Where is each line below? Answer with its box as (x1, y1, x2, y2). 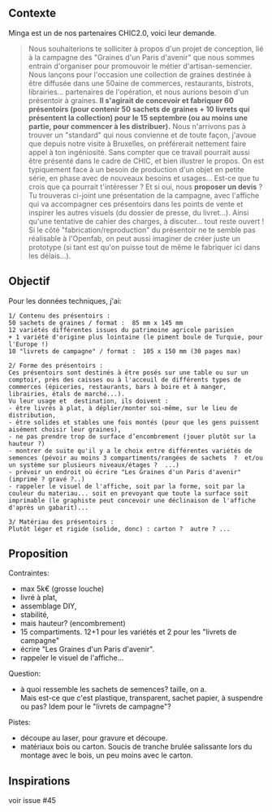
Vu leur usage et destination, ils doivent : (8, 397, 169, 405)
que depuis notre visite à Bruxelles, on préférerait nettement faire (28, 138, 247, 149)
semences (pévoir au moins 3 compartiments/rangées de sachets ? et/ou (8, 454, 264, 462)
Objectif (8, 274, 50, 288)
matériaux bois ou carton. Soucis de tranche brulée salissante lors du (19, 742, 253, 752)
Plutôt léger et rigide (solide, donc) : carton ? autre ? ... (8, 525, 231, 533)
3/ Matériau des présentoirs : (8, 517, 114, 526)
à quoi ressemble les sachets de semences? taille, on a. (19, 685, 207, 694)
